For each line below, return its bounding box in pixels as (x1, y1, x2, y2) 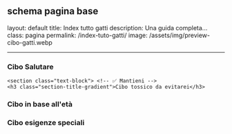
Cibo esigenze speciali (7, 118, 85, 127)
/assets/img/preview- (148, 31, 211, 39)
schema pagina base (7, 5, 99, 17)
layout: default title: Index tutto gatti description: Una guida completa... (7, 23, 208, 32)
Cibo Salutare (7, 62, 54, 71)
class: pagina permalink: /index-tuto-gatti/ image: (7, 31, 148, 39)
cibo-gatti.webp (7, 38, 53, 47)
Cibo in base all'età (7, 100, 72, 109)
